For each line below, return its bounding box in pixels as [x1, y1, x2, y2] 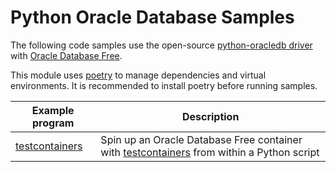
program [32, 116, 75, 130]
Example [31, 103, 75, 117]
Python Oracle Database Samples [10, 6, 295, 29]
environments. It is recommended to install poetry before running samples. [10, 79, 318, 91]
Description [181, 109, 240, 123]
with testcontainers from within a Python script [100, 145, 320, 159]
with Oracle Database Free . [10, 49, 123, 61]
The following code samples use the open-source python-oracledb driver [10, 39, 313, 51]
